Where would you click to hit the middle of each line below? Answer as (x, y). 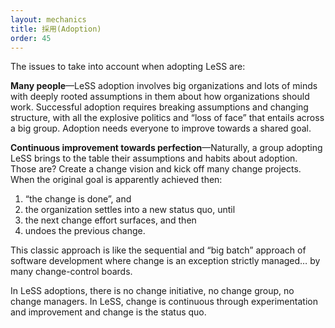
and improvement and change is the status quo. (108, 312)
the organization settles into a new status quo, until (130, 210)
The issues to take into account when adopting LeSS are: (128, 67)
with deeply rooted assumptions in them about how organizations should (160, 97)
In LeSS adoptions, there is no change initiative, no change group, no (152, 291)
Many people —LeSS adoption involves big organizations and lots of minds (164, 86)
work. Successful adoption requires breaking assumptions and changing (159, 107)
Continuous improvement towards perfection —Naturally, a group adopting (166, 148)
